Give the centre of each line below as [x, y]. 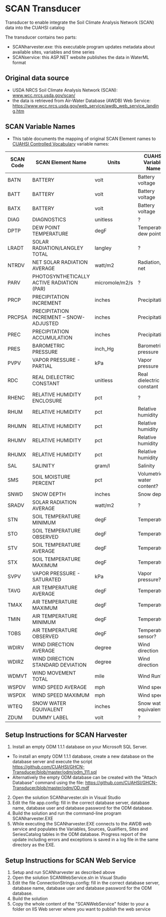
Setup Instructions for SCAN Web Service [71, 860]
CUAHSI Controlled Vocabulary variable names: [61, 144]
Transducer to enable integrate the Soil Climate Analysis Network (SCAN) [80, 22]
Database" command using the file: [48, 783]
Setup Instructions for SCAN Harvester [66, 735]
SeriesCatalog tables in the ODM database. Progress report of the [79, 834]
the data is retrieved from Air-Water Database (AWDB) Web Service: [81, 100]
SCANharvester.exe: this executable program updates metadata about [83, 47]
